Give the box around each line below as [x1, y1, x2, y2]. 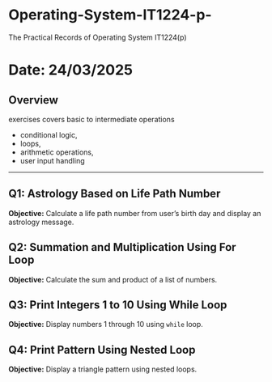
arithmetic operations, [19, 147, 94, 157]
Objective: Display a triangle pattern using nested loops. [8, 364, 198, 374]
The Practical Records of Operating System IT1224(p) [8, 32, 187, 42]
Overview [8, 93, 59, 107]
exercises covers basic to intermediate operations [8, 114, 176, 124]
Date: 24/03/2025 [8, 61, 134, 79]
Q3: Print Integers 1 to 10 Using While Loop [8, 298, 227, 312]
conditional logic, [19, 129, 79, 139]
